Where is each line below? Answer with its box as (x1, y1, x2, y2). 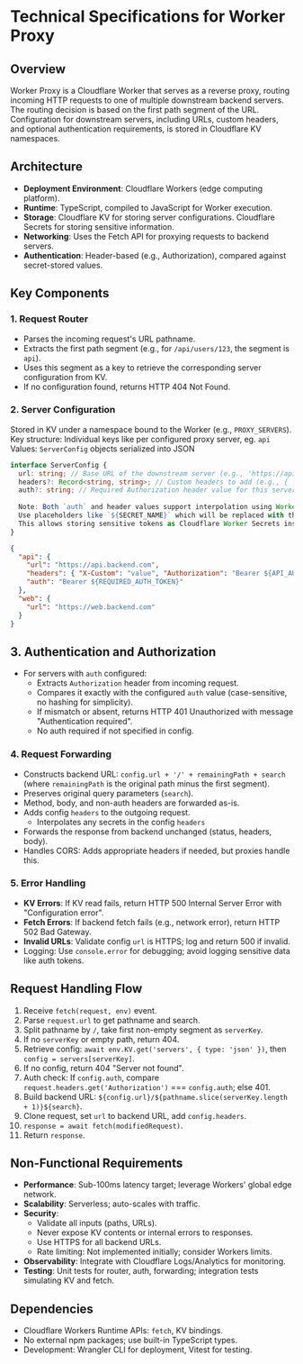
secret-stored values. (22, 259, 103, 270)
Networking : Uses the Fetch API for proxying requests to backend (22, 231, 269, 241)
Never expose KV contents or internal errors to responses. (36, 1227, 254, 1238)
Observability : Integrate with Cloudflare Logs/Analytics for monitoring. (22, 1256, 286, 1267)
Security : (22, 1208, 59, 1219)
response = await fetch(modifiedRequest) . (22, 1120, 183, 1131)
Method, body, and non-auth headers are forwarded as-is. (22, 797, 240, 808)
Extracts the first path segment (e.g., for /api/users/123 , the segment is (22, 342, 290, 353)
